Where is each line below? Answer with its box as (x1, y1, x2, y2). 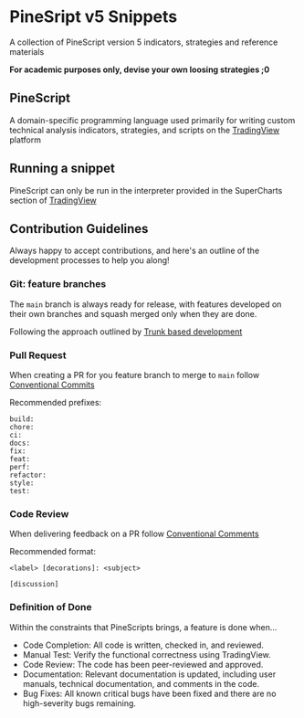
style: (9, 478, 35, 488)
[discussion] (9, 580, 59, 589)
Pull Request (9, 349, 67, 362)
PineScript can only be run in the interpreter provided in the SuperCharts (9, 185, 283, 195)
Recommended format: (9, 546, 96, 557)
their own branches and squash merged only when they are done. (9, 308, 257, 319)
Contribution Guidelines (9, 221, 149, 237)
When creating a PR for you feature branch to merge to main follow (9, 369, 260, 380)
